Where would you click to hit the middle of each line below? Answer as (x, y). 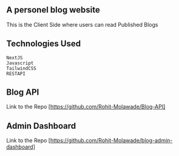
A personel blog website (53, 10)
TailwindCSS (21, 68)
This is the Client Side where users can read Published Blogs (82, 24)
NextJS (15, 58)
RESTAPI (16, 73)
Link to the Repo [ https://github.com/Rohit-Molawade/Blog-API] (86, 107)
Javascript (20, 63)
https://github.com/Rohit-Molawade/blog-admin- (111, 141)
